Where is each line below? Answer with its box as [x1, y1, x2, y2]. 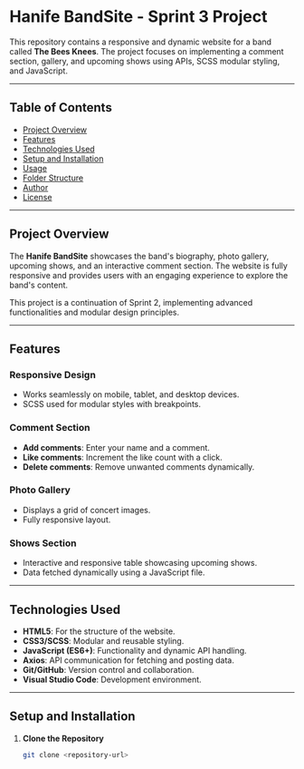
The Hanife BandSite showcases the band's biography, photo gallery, [9, 250, 270, 261]
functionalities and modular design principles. [9, 307, 179, 317]
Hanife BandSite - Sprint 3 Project [9, 6, 268, 27]
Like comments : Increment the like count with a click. [22, 452, 223, 462]
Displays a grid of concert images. [22, 504, 151, 515]
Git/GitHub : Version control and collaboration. [22, 664, 195, 675]
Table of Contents [9, 100, 113, 115]
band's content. [9, 279, 69, 290]
